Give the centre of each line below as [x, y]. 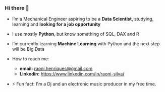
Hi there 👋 [17, 8]
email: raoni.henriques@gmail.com [56, 69]
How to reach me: [31, 59]
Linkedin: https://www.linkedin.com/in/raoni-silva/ [72, 74]
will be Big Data [28, 49]
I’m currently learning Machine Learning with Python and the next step [86, 44]
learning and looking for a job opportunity [56, 24]
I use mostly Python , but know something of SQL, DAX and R [75, 34]
